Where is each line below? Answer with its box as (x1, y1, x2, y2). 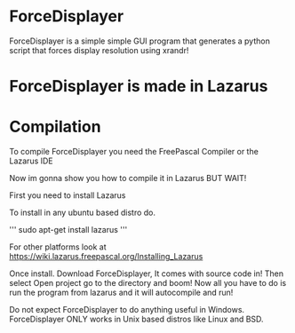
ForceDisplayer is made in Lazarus (9, 76, 268, 97)
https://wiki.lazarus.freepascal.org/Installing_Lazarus (9, 251, 203, 262)
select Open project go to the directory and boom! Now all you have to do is (9, 278, 287, 289)
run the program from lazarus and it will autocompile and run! (9, 287, 234, 298)
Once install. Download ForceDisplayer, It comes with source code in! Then (9, 268, 284, 279)
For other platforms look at (9, 242, 107, 252)
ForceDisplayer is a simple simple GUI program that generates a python (9, 36, 271, 46)
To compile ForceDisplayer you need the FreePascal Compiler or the (9, 147, 259, 157)
